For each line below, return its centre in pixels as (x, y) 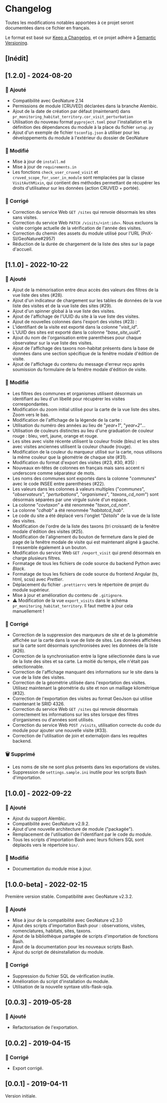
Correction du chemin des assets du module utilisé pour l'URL (76, 233)
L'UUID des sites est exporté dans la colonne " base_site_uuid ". (77, 332)
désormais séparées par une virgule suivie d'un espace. (70, 500)
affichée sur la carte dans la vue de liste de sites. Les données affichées (86, 640)
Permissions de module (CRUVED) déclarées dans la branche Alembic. (85, 106)
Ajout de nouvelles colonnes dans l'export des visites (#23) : (75, 322)
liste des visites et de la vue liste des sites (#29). (62, 306)
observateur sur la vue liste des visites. (53, 343)
